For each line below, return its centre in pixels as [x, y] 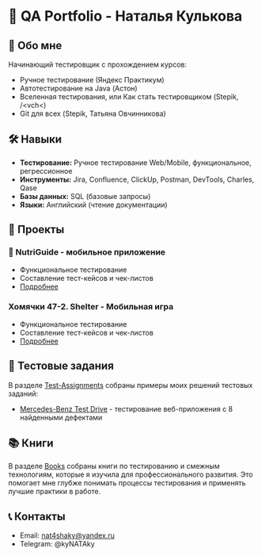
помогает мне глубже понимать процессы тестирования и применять [127, 483]
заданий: [23, 393]
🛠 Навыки [35, 139]
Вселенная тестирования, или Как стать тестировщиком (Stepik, [129, 97]
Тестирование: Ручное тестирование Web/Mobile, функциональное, [135, 163]
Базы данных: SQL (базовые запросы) [85, 196]
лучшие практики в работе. [55, 492]
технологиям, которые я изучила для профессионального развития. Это [131, 474]
